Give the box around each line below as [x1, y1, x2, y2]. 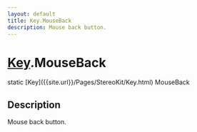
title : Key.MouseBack [7, 17, 72, 24]
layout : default [7, 10, 56, 18]
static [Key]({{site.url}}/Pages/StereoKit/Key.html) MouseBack [7, 78, 191, 86]
